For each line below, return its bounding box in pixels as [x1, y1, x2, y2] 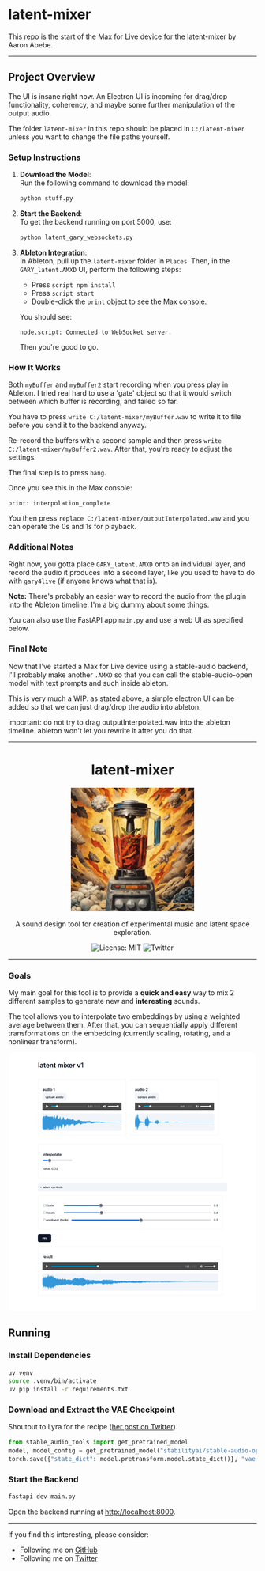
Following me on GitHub [19, 1545, 99, 1555]
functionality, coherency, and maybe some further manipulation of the [8, 100, 235, 109]
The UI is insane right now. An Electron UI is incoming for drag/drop [8, 91, 228, 100]
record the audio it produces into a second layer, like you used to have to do [8, 568, 255, 577]
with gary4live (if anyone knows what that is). [8, 576, 158, 586]
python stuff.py [19, 195, 73, 203]
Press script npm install [31, 279, 116, 290]
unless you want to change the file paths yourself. [8, 132, 170, 142]
